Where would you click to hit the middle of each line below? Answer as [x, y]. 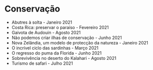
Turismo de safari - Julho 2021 [42, 63]
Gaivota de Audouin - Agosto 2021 [46, 32]
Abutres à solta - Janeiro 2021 [42, 22]
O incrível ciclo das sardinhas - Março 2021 [55, 48]
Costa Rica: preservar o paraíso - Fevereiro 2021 [60, 27]
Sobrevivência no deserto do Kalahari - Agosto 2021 [64, 58]
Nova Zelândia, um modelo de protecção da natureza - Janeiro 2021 [80, 42]
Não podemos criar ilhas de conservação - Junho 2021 [67, 38]
